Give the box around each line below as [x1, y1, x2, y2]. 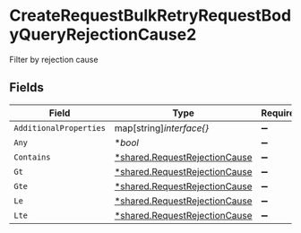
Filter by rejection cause [9, 54, 99, 65]
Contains [13, 151, 51, 162]
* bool [114, 136, 139, 149]
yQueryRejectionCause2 [9, 24, 197, 45]
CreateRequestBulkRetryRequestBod [9, 5, 292, 26]
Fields [9, 80, 45, 95]
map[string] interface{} [114, 122, 210, 134]
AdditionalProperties [13, 123, 106, 133]
